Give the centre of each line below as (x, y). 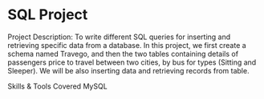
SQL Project (48, 15)
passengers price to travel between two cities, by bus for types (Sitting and (132, 62)
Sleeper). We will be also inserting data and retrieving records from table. (128, 70)
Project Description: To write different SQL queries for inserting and (119, 37)
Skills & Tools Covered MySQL (57, 86)
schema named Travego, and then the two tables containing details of (123, 53)
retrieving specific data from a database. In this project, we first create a (127, 45)
